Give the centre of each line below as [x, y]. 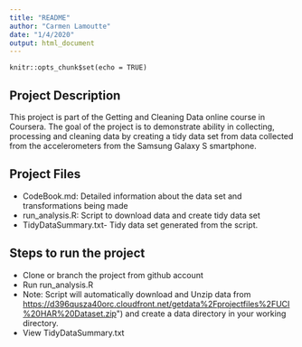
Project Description [65, 95]
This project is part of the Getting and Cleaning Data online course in [137, 117]
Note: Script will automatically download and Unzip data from [137, 294]
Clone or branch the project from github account [113, 275]
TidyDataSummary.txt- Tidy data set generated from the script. [140, 225]
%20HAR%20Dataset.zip [70, 314]
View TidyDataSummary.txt [73, 333]
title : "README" [40, 18]
